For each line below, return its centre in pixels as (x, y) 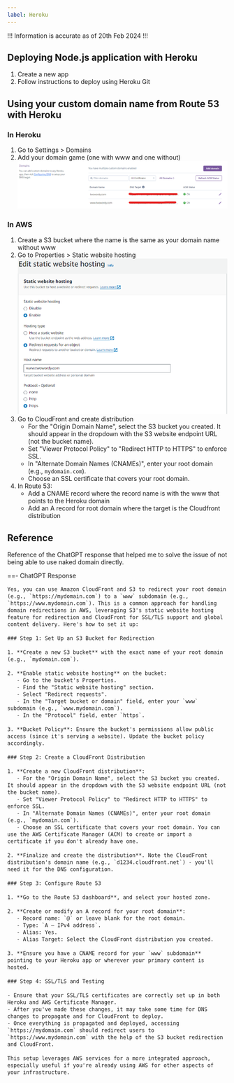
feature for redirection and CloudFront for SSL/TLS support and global (115, 617)
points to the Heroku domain (69, 501)
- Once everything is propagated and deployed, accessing (93, 1023)
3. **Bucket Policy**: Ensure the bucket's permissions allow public (111, 729)
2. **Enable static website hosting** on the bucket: (87, 673)
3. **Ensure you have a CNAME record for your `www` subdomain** (104, 953)
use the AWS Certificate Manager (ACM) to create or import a (100, 834)
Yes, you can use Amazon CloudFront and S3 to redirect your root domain (117, 589)
